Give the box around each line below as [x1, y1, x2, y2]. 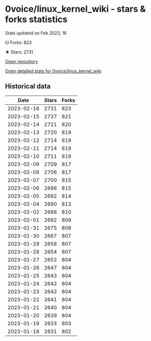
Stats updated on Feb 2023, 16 [5, 30, 67, 36]
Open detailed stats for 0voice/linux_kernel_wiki [5, 68, 102, 74]
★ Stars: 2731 [5, 49, 33, 55]
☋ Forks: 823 [5, 39, 32, 45]
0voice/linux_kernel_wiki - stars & [5, 3, 146, 15]
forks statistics [5, 14, 67, 25]
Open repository [5, 58, 38, 64]
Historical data [5, 82, 51, 91]
